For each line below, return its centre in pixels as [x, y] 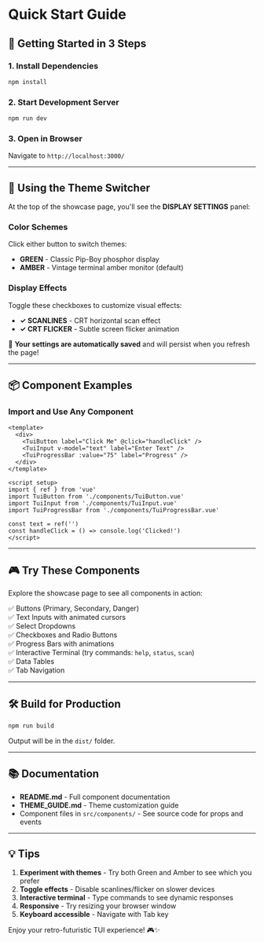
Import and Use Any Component [71, 412]
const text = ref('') [44, 524]
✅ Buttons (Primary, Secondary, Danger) [74, 608]
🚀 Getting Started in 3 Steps [77, 44]
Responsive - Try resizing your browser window [98, 906]
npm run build [31, 726]
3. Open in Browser [45, 138]
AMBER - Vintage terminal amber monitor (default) [101, 268]
